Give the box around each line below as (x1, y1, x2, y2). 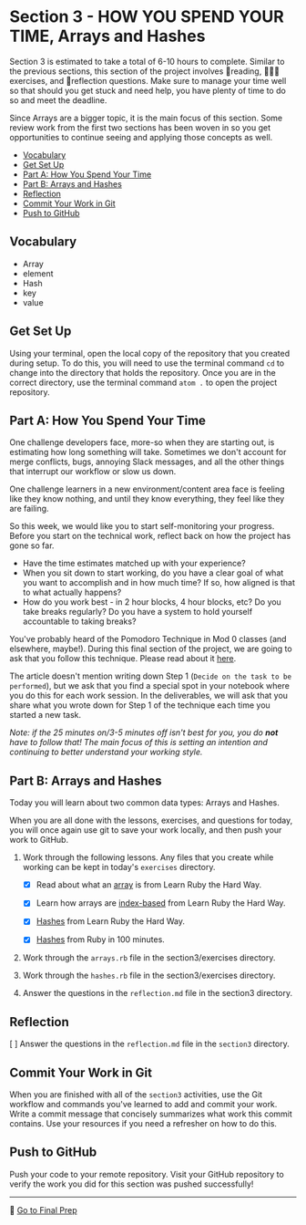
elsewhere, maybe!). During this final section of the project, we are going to (9, 643, 293, 654)
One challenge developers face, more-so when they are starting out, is (9, 437, 275, 448)
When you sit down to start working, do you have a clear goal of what (22, 567, 284, 578)
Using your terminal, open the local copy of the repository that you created (9, 348, 290, 358)
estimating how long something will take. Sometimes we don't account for (9, 447, 287, 458)
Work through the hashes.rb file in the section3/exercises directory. (22, 970, 276, 981)
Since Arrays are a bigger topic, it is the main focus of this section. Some (9, 112, 283, 123)
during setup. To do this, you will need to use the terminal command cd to (9, 358, 285, 369)
